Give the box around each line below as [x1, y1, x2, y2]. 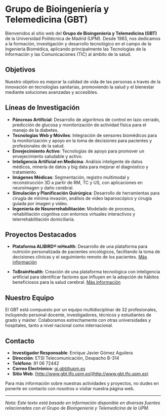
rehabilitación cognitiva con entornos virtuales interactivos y [12, 211, 135, 217]
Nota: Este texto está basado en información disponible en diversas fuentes [5, 400, 161, 406]
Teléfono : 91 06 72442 [12, 360, 59, 366]
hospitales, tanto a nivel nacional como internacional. [5, 322, 114, 329]
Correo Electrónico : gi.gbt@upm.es [12, 366, 85, 371]
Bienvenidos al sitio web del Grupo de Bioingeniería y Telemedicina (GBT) [5, 30, 157, 36]
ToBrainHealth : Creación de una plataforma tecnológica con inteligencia [12, 269, 161, 275]
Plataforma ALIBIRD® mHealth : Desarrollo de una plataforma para [12, 243, 148, 250]
